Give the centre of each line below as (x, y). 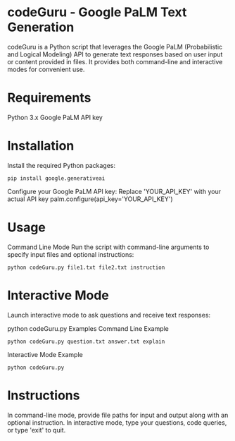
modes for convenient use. (46, 69)
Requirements (49, 98)
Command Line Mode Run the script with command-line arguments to (108, 247)
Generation (41, 27)
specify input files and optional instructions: (71, 254)
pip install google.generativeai (56, 178)
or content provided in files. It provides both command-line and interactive (115, 61)
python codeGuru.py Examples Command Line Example (88, 328)
